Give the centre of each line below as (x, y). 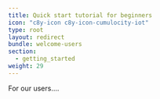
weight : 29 (26, 66)
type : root (26, 30)
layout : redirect (36, 37)
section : (22, 51)
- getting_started (45, 59)
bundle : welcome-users (45, 44)
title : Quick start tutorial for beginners (80, 15)
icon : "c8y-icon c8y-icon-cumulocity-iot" (78, 23)
